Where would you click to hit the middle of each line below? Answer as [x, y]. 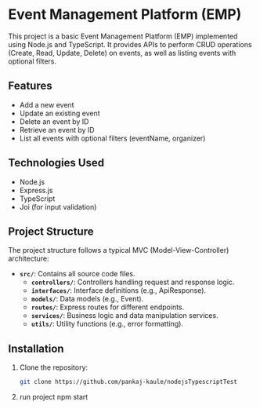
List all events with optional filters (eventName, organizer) [112, 138]
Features [30, 86]
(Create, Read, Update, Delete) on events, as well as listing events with [122, 53]
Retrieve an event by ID [57, 130]
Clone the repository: [54, 367]
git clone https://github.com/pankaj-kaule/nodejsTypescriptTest [128, 382]
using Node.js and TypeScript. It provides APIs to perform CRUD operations [130, 44]
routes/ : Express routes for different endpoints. [108, 307]
